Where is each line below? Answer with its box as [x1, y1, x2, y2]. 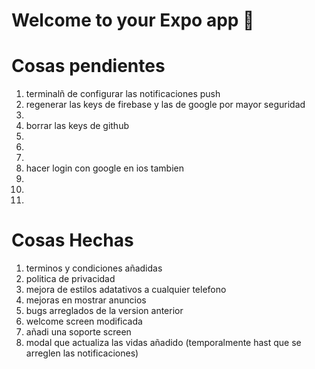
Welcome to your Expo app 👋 [11, 9, 255, 32]
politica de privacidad [25, 273, 116, 285]
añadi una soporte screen [25, 326, 132, 338]
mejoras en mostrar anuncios [25, 294, 147, 306]
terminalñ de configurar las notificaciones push [25, 88, 221, 100]
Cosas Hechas [11, 229, 134, 252]
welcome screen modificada [25, 315, 143, 328]
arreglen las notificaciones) [25, 347, 139, 359]
